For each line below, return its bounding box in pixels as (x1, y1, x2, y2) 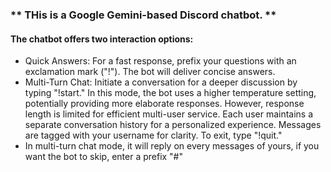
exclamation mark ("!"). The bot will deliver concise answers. (24, 66, 276, 78)
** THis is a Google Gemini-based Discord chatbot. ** (10, 8, 277, 22)
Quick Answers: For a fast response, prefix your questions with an (24, 55, 297, 67)
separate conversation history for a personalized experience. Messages (24, 119, 322, 131)
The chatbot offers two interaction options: (10, 33, 194, 45)
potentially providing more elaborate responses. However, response (24, 98, 305, 110)
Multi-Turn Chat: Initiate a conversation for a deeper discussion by (24, 76, 298, 88)
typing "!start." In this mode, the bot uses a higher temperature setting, (24, 87, 317, 99)
